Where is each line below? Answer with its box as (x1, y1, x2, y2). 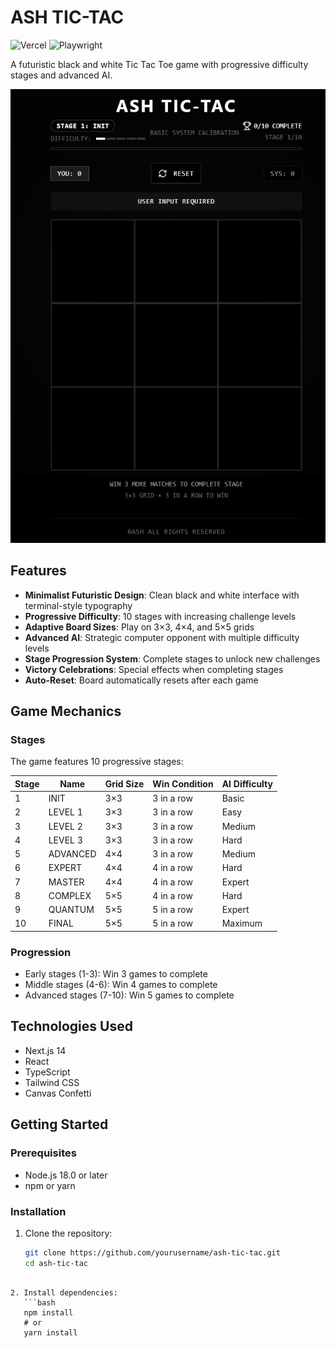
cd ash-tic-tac (24, 1258, 89, 1268)
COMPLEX (48, 889, 92, 901)
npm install (23, 1307, 74, 1318)
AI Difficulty (221, 777, 273, 790)
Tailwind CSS (24, 1076, 80, 1088)
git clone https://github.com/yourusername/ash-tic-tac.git (24, 1247, 281, 1258)
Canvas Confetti (24, 1087, 92, 1099)
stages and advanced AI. (10, 69, 113, 81)
